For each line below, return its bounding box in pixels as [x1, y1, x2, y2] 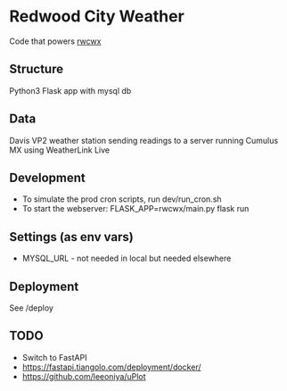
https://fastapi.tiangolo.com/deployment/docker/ [21, 362, 201, 372]
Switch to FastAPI [21, 352, 87, 362]
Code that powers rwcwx [9, 36, 102, 46]
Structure [9, 62, 64, 77]
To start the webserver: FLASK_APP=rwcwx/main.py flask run [21, 204, 250, 214]
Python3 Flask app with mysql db [9, 85, 132, 96]
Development [9, 170, 86, 185]
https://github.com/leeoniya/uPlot [21, 370, 146, 381]
